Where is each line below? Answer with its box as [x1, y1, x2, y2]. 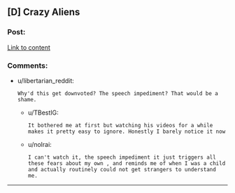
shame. [17, 96, 37, 103]
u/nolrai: [27, 140, 52, 148]
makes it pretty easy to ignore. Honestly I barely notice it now [27, 128, 226, 135]
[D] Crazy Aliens [7, 6, 80, 18]
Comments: [7, 60, 48, 70]
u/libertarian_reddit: [17, 76, 75, 85]
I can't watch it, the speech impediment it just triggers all [27, 154, 217, 161]
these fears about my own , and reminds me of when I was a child [27, 159, 226, 167]
